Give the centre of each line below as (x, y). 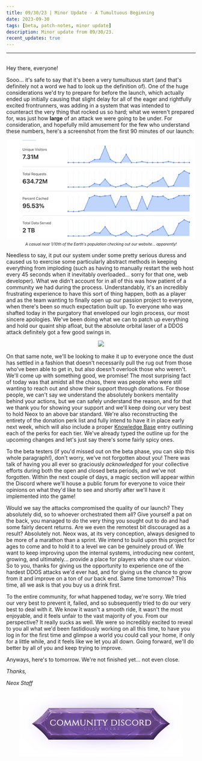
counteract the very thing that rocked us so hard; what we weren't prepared (100, 112)
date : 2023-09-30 (28, 19)
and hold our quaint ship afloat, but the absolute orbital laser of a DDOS (95, 326)
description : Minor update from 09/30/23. (60, 32)
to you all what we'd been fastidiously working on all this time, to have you (98, 629)
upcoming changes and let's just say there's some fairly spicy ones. (90, 440)
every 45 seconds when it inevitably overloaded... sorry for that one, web (97, 275)
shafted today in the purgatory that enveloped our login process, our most (98, 313)
